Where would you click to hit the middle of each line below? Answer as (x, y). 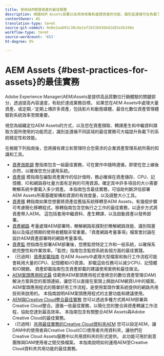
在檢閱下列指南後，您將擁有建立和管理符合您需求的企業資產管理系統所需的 (80, 148)
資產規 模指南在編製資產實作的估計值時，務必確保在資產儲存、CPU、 (82, 177)
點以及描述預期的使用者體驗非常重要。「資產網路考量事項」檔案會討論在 (84, 232)
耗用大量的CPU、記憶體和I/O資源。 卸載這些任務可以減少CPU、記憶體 (87, 262)
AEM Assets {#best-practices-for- (77, 70)
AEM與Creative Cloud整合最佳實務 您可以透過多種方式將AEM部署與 (80, 299)
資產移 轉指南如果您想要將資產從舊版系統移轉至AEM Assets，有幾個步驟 (85, 201)
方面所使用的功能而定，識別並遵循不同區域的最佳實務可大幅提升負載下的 (82, 131)
